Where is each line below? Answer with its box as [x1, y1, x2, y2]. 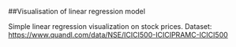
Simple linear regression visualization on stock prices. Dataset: [8, 22, 212, 31]
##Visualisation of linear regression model [8, 7, 146, 16]
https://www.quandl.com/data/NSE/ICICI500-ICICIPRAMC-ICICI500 [8, 31, 229, 39]
